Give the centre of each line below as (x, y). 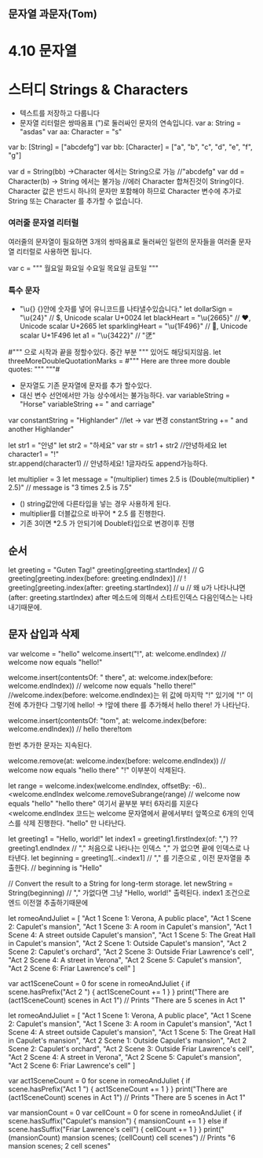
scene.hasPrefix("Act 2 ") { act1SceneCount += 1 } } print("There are (119, 992)
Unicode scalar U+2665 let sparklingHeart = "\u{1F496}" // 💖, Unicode (133, 326)
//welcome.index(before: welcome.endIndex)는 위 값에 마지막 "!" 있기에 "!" (126, 695)
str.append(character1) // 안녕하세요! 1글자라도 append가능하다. (108, 464)
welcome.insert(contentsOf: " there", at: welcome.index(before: (111, 677)
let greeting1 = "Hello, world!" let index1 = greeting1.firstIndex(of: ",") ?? (123, 838)
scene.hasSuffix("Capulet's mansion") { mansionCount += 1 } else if (118, 1120)
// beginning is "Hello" (67, 868)
